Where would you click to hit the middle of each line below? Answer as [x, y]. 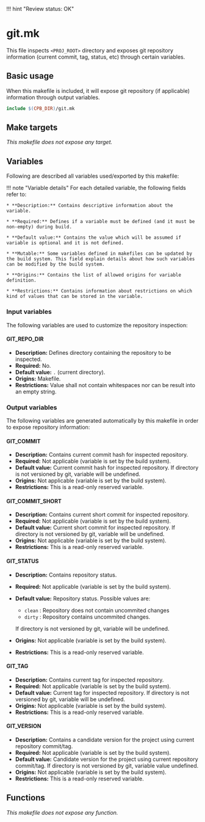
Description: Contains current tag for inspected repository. [89, 680]
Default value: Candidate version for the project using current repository [106, 759]
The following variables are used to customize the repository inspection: [97, 325]
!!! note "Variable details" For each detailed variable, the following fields [96, 188]
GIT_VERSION [24, 726]
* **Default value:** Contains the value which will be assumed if [94, 238]
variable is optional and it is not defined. [65, 243]
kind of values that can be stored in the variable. [75, 296]
